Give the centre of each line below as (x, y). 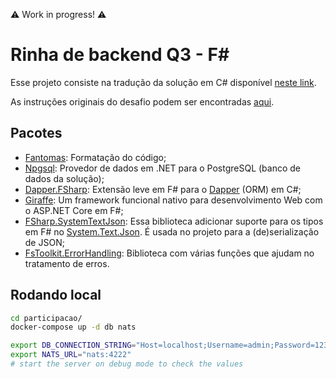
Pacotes (36, 133)
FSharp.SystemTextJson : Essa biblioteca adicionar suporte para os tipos (174, 221)
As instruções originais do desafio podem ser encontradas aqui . (142, 101)
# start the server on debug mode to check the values (127, 364)
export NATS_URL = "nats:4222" (71, 355)
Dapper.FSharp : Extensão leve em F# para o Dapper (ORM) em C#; (163, 189)
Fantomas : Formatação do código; (95, 157)
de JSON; (44, 242)
